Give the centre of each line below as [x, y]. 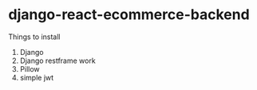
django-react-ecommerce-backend [129, 15]
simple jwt [37, 77]
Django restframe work [57, 61]
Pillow [30, 68]
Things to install [35, 37]
